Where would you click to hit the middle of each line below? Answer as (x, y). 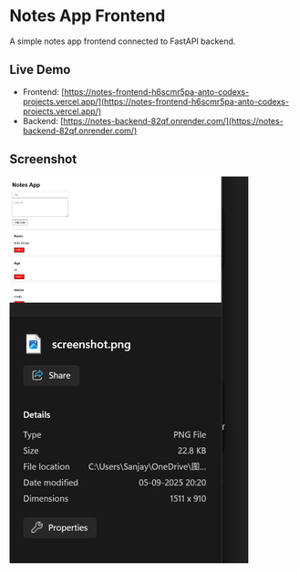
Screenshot (43, 159)
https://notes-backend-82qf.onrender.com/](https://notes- (174, 120)
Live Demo (40, 70)
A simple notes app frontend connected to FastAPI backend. (123, 41)
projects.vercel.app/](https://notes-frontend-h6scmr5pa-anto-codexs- (156, 101)
